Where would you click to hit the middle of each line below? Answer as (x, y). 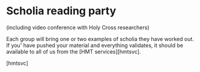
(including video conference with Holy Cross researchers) (78, 27)
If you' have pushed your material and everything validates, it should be (95, 45)
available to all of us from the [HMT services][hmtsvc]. (74, 51)
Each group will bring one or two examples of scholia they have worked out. (100, 39)
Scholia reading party (61, 11)
